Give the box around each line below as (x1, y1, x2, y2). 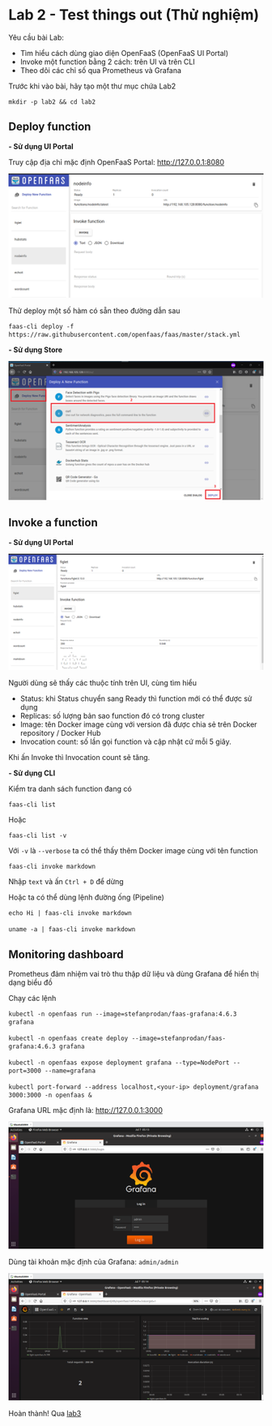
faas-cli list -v (8, 831, 67, 840)
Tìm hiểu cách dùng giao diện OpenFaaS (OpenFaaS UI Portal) (19, 48, 229, 58)
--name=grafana (44, 1067, 96, 1075)
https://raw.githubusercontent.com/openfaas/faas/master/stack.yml (8, 331, 241, 339)
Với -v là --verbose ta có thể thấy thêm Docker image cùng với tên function (8, 846, 258, 856)
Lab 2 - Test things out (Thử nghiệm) (8, 6, 260, 24)
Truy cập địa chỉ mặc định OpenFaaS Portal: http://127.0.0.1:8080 (8, 157, 225, 167)
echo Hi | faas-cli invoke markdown (8, 909, 132, 917)
